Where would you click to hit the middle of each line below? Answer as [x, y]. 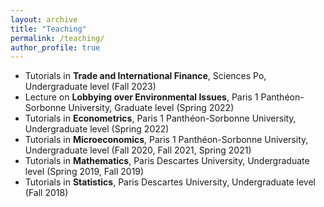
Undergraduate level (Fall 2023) [90, 87]
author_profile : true [55, 47]
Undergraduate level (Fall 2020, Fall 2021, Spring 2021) [138, 150]
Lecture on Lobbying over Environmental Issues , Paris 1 [141, 97]
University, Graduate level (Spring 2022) [151, 108]
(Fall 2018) [46, 193]
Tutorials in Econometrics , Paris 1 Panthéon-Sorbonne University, [160, 118]
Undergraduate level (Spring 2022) [97, 129]
